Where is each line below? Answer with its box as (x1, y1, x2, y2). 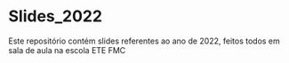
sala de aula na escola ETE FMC (8, 44, 126, 55)
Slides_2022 (8, 6, 103, 27)
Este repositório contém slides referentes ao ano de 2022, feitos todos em (8, 35, 281, 46)
